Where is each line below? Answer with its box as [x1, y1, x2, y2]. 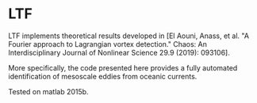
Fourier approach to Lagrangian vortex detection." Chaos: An [8, 39, 208, 48]
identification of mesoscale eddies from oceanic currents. [8, 71, 198, 81]
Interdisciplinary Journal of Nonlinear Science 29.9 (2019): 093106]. [8, 48, 230, 57]
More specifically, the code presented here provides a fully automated [8, 63, 238, 72]
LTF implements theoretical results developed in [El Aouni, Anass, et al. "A [8, 31, 250, 40]
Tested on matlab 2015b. [8, 86, 89, 96]
